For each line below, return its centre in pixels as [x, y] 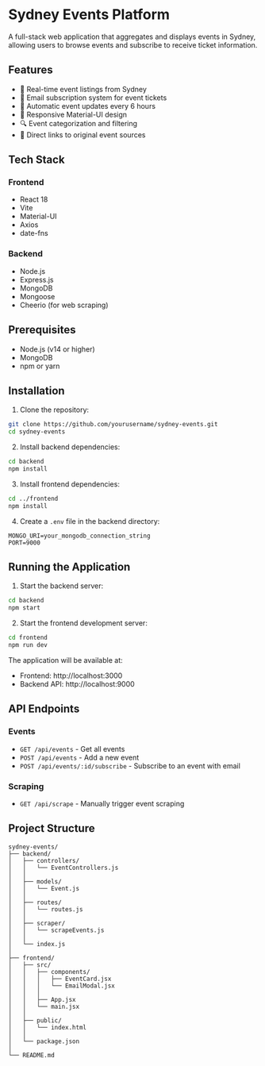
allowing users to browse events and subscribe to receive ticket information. [133, 44]
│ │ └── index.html [48, 1027]
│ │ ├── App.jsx [42, 999]
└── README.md [32, 1055]
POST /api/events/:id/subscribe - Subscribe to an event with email [130, 766]
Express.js [36, 279]
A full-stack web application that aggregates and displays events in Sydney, [132, 37]
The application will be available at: [65, 660]
